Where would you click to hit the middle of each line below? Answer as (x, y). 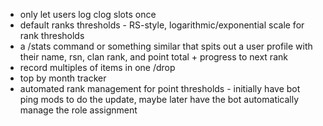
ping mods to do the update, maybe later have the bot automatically (159, 99)
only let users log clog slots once (88, 14)
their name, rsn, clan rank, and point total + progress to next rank (153, 57)
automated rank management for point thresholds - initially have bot (160, 88)
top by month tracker (63, 78)
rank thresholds (52, 35)
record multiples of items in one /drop (97, 67)
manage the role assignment (78, 110)
